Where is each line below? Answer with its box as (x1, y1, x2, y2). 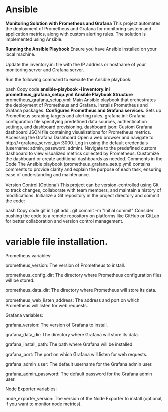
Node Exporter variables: (5, 386, 57, 392)
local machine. (5, 51, 36, 57)
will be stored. (5, 277, 35, 283)
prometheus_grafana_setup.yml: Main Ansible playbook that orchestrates (5, 97, 156, 103)
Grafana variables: (5, 312, 44, 318)
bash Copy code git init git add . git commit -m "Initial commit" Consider (5, 207, 154, 213)
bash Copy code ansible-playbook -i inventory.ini (5, 86, 110, 92)
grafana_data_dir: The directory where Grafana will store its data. (5, 331, 139, 337)
